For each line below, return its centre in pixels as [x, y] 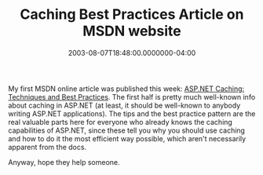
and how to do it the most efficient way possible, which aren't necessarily [127, 138]
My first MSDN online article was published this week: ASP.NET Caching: [126, 89]
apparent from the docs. [47, 147]
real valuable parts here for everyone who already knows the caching [121, 122]
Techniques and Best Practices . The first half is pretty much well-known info [132, 97]
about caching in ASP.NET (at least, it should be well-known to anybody [124, 105]
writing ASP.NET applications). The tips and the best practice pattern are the [132, 113]
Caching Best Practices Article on [132, 15]
